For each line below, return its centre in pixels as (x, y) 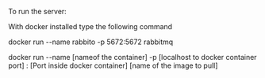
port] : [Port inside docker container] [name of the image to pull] (113, 65)
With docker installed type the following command (90, 26)
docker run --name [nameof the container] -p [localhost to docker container (132, 57)
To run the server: (38, 11)
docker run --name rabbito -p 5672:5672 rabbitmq (91, 42)
